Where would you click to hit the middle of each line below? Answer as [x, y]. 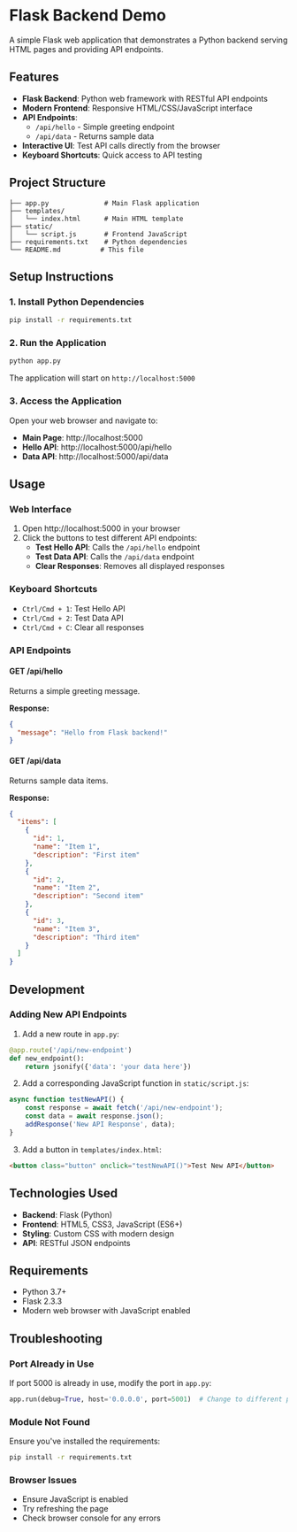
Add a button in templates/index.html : [91, 1149]
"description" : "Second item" [88, 896]
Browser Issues [43, 1480]
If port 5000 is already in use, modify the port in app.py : [110, 1383]
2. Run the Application [58, 343]
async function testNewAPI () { [67, 1100]
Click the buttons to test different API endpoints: [109, 538]
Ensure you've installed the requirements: [85, 1441]
